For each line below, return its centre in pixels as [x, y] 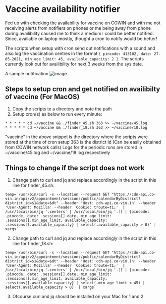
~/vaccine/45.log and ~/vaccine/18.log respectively [58, 152]
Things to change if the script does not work [75, 168]
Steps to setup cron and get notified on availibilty [83, 89]
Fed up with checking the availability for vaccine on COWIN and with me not [83, 23]
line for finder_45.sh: [33, 185]
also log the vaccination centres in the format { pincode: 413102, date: [79, 53]
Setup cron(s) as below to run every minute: [57, 114]
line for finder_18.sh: [33, 243]
